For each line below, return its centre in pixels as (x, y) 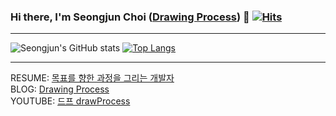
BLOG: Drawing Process (60, 89)
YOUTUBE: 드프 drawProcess (70, 101)
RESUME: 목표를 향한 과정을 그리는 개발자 (92, 78)
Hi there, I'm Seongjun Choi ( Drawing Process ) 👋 (130, 17)
